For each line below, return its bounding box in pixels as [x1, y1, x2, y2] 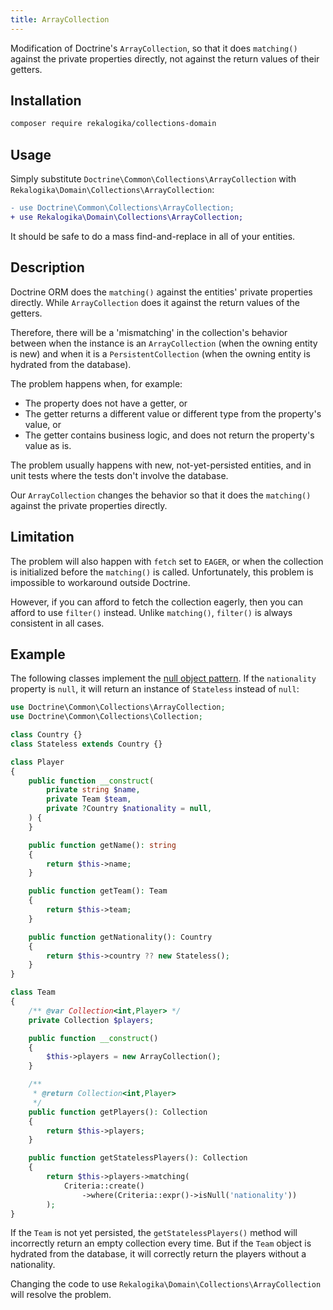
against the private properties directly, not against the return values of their [10, 52, 320, 65]
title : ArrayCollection [10, 14, 110, 25]
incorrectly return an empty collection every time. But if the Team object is [10, 1237, 312, 1250]
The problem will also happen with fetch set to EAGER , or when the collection [10, 555, 324, 567]
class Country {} [10, 730, 83, 740]
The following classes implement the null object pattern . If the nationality [10, 672, 317, 685]
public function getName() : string [28, 840, 177, 850]
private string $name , [46, 785, 141, 795]
